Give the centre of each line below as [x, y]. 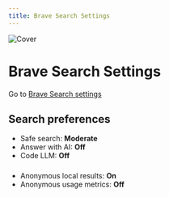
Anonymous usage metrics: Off [72, 184]
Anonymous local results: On [68, 176]
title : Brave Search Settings [59, 16]
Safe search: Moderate [59, 139]
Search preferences [59, 119]
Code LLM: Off [45, 156]
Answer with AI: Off [53, 147]
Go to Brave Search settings [55, 94]
